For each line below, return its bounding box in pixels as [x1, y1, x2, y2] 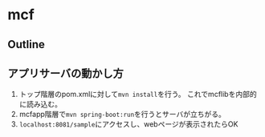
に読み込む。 [18, 99, 62, 109]
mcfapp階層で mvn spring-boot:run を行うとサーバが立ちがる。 [18, 110, 226, 119]
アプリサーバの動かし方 [7, 66, 124, 80]
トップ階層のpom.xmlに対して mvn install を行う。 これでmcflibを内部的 [18, 90, 258, 99]
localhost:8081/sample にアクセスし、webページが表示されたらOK [18, 119, 238, 129]
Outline [7, 38, 45, 51]
